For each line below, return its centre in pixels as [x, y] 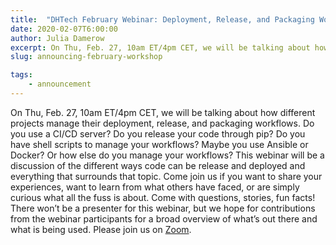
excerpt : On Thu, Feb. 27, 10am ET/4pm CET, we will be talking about [160, 47]
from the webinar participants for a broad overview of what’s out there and [164, 218]
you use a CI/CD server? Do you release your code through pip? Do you [158, 133]
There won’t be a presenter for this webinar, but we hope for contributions [163, 208]
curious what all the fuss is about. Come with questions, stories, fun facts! [163, 197]
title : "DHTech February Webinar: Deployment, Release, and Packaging [162, 19]
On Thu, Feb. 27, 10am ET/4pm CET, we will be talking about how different [163, 112]
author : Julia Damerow [57, 38]
